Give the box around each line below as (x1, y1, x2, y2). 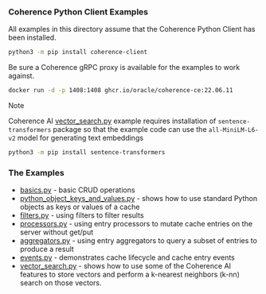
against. (8, 71, 34, 81)
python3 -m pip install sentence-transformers (8, 149, 166, 157)
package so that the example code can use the (53, 125, 207, 134)
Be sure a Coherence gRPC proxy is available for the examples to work (8, 63, 241, 72)
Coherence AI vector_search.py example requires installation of (8, 116, 217, 126)
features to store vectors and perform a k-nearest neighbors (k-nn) (19, 269, 241, 280)
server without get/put (19, 227, 94, 237)
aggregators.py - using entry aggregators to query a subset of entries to (19, 236, 257, 246)
